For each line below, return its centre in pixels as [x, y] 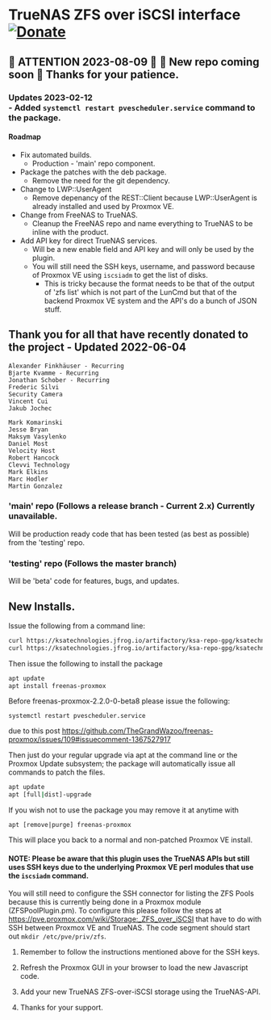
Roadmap [25, 137]
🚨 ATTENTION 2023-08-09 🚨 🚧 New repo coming [134, 62]
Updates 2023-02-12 [50, 97]
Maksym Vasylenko [38, 437]
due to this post [34, 731]
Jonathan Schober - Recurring [59, 380]
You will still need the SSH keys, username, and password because [144, 266]
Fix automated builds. [56, 154]
